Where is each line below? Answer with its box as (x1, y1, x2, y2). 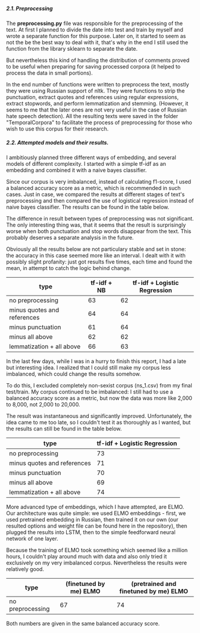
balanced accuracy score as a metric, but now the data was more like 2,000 (6, 394, 192, 402)
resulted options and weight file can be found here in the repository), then (6, 522, 187, 529)
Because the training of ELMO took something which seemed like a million (6, 546, 188, 554)
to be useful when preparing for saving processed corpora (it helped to (6, 63, 181, 70)
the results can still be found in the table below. (6, 425, 122, 432)
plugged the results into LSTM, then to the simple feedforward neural (6, 528, 176, 536)
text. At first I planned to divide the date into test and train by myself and (6, 26, 183, 33)
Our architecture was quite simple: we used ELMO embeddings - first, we (6, 510, 186, 517)
